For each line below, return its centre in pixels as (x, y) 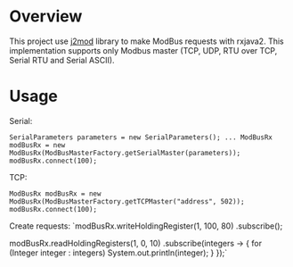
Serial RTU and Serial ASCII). (62, 60)
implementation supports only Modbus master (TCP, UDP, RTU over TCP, (143, 50)
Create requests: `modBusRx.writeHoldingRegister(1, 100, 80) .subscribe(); (146, 226)
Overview (46, 17)
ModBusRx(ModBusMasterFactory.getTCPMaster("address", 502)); (127, 201)
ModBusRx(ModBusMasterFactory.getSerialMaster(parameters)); (125, 153)
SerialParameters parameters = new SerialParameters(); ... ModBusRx (141, 137)
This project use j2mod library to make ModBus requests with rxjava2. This (146, 41)
